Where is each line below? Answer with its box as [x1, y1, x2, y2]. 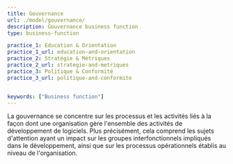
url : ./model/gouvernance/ [7, 17, 86, 24]
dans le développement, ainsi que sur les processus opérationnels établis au [7, 142, 227, 150]
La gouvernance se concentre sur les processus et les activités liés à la [7, 112, 212, 120]
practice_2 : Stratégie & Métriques [7, 55, 111, 63]
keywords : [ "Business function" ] [7, 93, 104, 100]
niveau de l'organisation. [7, 149, 78, 157]
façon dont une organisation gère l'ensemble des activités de [7, 120, 183, 128]
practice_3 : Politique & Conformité [7, 67, 113, 75]
